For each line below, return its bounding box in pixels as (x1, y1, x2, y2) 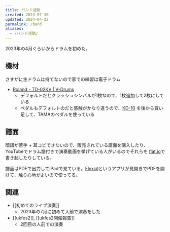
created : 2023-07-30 (5, 12, 49, 17)
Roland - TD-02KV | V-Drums (12, 86, 75, 92)
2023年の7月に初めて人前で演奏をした (20, 209, 101, 215)
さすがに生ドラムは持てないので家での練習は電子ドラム (5, 76, 121, 82)
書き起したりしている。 (5, 154, 54, 161)
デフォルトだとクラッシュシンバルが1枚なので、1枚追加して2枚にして (20, 92, 164, 98)
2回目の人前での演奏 (20, 221, 63, 227)
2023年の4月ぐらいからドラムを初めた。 (5, 46, 90, 51)
